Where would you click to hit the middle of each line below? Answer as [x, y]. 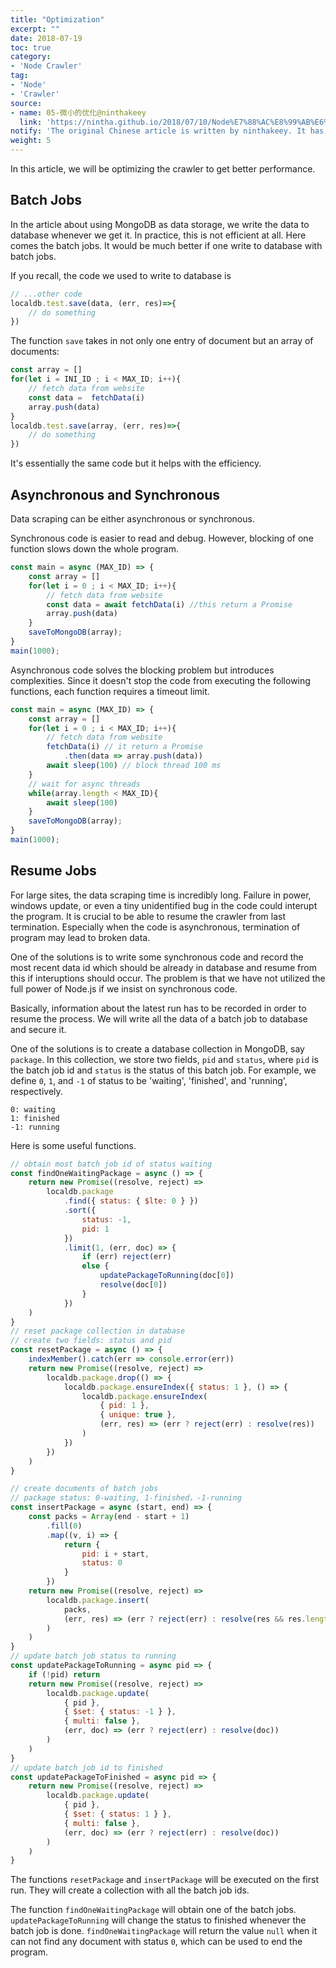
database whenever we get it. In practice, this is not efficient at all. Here [158, 235]
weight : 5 [31, 141]
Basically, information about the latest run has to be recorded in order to [158, 1008]
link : [31, 122]
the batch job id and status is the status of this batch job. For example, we [163, 1070]
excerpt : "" [35, 29]
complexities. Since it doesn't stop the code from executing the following [160, 680]
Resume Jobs [53, 871]
